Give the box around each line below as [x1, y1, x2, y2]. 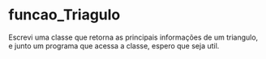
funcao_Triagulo [8, 6, 121, 24]
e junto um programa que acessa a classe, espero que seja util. [8, 40, 220, 50]
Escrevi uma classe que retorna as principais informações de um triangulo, [8, 32, 259, 42]
